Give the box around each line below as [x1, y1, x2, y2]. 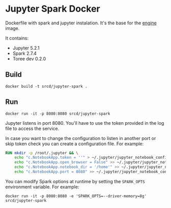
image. [5, 25, 20, 31]
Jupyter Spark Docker [5, 3, 100, 15]
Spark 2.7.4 [12, 50, 37, 56]
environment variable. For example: [5, 184, 79, 190]
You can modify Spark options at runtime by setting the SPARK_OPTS [5, 178, 145, 184]
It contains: [5, 35, 29, 41]
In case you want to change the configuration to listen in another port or [5, 135, 156, 141]
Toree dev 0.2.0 [12, 55, 46, 61]
